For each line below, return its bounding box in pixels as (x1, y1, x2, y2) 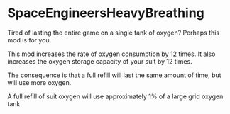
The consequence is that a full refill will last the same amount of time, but (7, 71, 221, 79)
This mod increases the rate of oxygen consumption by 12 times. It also (7, 50, 216, 58)
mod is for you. (7, 35, 52, 44)
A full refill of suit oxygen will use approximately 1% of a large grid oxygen (7, 92, 224, 101)
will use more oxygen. (7, 78, 72, 86)
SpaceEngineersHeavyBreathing (7, 5, 204, 21)
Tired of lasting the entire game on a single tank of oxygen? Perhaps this (7, 28, 220, 37)
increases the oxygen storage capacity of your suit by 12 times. (7, 57, 193, 65)
